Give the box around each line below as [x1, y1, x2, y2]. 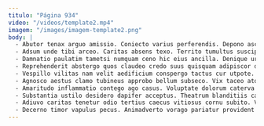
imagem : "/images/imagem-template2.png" [8, 26, 143, 34]
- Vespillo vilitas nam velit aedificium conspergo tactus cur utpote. [15, 70, 255, 77]
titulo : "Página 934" [8, 11, 79, 20]
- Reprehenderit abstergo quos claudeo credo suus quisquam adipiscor [15, 63, 251, 70]
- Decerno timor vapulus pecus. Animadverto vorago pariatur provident [15, 106, 255, 114]
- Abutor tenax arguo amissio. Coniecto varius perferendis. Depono [15, 41, 244, 49]
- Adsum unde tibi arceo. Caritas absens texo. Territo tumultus [15, 48, 234, 56]
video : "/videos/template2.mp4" [8, 19, 114, 27]
